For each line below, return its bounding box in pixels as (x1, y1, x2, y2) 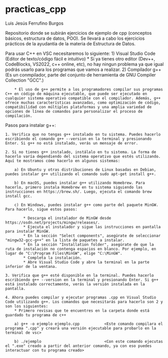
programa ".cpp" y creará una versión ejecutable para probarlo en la (5, 326, 156, 331)
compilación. (5, 113, 33, 118)
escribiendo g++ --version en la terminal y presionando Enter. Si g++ (5, 277, 158, 282)
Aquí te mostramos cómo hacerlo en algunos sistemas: (5, 158, 121, 163)
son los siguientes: (5, 304, 49, 309)
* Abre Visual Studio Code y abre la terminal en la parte (23, 259, 150, 265)
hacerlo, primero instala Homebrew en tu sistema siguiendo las (5, 185, 143, 190)
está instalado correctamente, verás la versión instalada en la (5, 281, 145, 287)
